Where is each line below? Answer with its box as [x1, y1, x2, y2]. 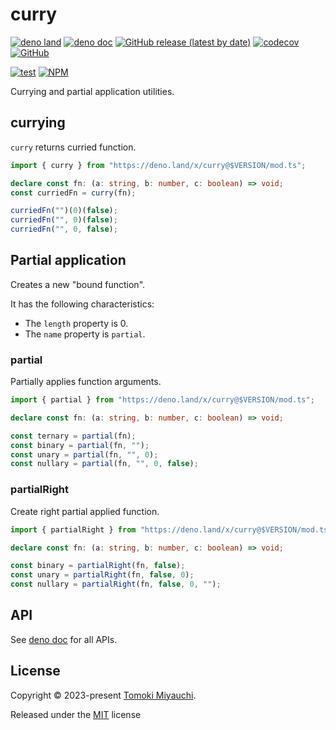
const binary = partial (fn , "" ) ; [10, 440, 150, 450]
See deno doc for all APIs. [10, 633, 118, 645]
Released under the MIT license [10, 708, 142, 720]
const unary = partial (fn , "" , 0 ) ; [10, 449, 159, 460]
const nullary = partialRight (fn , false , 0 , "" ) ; [10, 579, 222, 590]
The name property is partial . [24, 328, 146, 340]
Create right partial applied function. [10, 505, 160, 517]
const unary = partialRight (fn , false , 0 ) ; [10, 570, 195, 580]
